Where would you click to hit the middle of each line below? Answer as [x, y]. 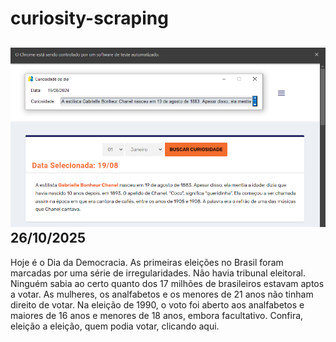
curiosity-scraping [89, 18]
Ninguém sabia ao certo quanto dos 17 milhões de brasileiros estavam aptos [167, 283]
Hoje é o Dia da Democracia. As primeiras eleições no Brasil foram [147, 262]
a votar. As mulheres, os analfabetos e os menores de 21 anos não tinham [162, 294]
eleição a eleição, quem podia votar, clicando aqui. [115, 326]
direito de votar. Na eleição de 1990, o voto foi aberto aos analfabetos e [157, 304]
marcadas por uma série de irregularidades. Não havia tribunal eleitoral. [158, 273]
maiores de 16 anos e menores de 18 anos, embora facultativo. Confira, [157, 315]
